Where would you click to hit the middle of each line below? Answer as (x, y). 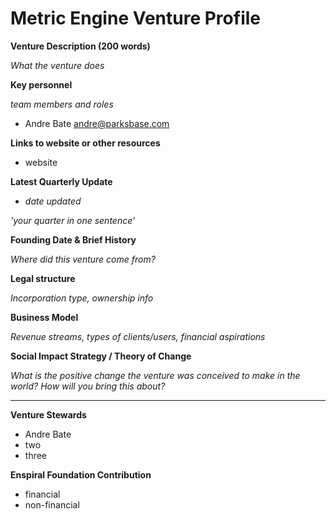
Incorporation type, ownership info (82, 298)
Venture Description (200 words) (80, 46)
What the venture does (57, 65)
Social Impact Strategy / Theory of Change (101, 356)
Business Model (44, 317)
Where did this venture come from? (83, 259)
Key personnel (41, 84)
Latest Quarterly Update (61, 181)
